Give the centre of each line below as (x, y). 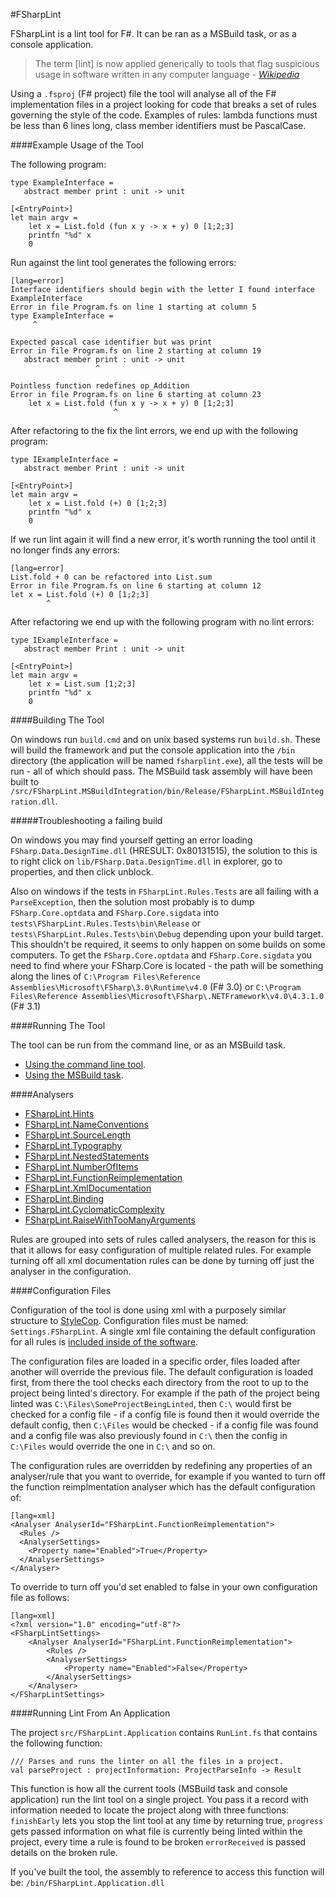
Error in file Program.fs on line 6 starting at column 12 (136, 586)
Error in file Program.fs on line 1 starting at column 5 (133, 307)
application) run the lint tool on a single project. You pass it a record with (159, 1799)
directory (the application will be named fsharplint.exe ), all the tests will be (166, 760)
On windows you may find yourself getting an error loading (131, 840)
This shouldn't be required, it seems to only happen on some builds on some (168, 944)
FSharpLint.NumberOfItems (81, 1167)
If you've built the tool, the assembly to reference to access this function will (167, 1872)
